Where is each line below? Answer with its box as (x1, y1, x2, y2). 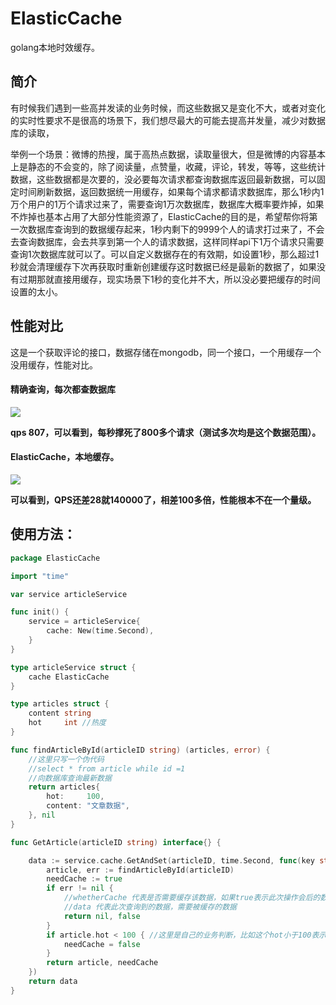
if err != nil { (46, 883, 114, 894)
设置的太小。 (10, 285, 63, 297)
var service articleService (10, 589, 128, 599)
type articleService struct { (10, 662, 137, 672)
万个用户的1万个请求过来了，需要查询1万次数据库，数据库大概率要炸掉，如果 (10, 198, 325, 210)
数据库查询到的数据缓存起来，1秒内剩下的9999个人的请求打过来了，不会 (27, 223, 325, 235)
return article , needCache (46, 958, 159, 968)
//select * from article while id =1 (28, 763, 186, 774)
